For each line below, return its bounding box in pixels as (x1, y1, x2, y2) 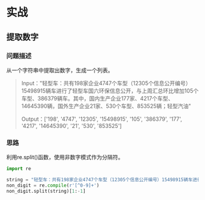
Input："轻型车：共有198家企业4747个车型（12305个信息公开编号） (21, 79, 191, 87)
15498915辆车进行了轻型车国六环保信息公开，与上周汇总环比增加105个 (21, 87, 199, 95)
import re (6, 166, 32, 172)
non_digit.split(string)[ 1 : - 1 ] (6, 188, 86, 194)
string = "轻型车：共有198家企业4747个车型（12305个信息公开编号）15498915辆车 (6, 177, 193, 183)
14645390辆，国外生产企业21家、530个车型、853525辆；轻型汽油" (21, 102, 192, 110)
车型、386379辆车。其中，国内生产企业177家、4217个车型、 (21, 95, 174, 102)
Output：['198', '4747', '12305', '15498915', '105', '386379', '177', (21, 115, 182, 123)
